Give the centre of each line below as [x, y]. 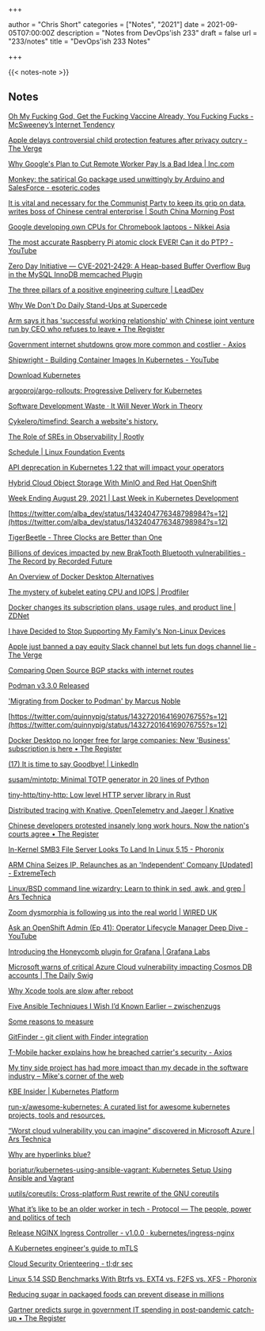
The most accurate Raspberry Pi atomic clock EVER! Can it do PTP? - [121, 242]
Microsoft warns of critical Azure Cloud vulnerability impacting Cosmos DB [130, 967]
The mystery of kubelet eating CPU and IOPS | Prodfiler [99, 591]
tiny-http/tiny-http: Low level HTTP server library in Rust [100, 794]
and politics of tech [40, 1217]
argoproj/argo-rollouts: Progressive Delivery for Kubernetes [105, 390]
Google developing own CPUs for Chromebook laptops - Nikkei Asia [119, 226]
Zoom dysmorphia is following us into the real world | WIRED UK [113, 912]
